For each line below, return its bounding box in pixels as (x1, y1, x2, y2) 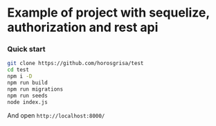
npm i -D (7, 73, 33, 80)
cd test (7, 66, 30, 73)
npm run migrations (7, 85, 64, 93)
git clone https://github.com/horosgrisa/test (7, 60, 144, 67)
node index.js (7, 98, 48, 105)
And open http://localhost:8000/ (7, 111, 105, 119)
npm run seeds (7, 92, 48, 99)
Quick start (7, 44, 46, 54)
